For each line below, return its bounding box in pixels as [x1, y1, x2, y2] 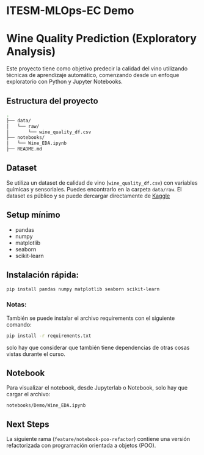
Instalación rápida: [6, 270, 79, 280]
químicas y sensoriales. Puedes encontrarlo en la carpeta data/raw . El [6, 185, 182, 193]
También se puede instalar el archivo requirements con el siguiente [6, 314, 175, 322]
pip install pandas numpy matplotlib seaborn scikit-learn [6, 286, 160, 292]
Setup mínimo [6, 210, 60, 220]
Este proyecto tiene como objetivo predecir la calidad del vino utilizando [6, 65, 188, 72]
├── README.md [6, 146, 43, 152]
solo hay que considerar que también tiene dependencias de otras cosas [6, 344, 190, 351]
